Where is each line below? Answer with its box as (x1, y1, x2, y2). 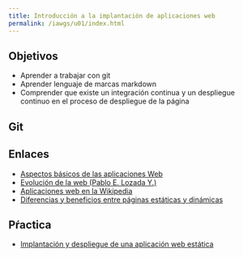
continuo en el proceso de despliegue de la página (19, 96, 190, 106)
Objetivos (8, 49, 58, 63)
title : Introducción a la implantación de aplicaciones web (8, 11, 216, 20)
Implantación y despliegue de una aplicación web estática (19, 239, 214, 249)
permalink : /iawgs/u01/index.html (8, 19, 126, 27)
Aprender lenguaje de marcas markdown (19, 79, 157, 89)
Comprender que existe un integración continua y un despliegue (19, 88, 235, 98)
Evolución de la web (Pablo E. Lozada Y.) (19, 177, 157, 187)
